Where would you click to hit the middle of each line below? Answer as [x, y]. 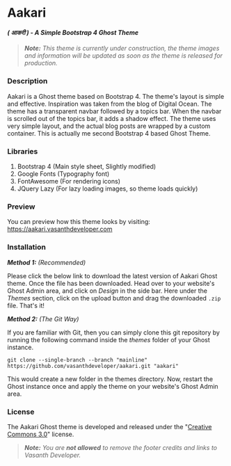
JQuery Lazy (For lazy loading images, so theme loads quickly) [107, 188]
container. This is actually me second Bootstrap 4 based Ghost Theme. [109, 133]
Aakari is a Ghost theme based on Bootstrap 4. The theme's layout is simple [116, 96]
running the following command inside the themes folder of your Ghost [109, 339]
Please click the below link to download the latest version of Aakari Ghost [112, 275]
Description [27, 81]
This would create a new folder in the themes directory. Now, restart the [110, 379]
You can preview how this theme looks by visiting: [79, 222]
